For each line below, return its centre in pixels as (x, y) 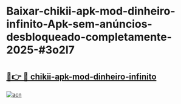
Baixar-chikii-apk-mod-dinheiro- (91, 11)
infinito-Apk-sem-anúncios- (80, 24)
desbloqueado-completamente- (89, 37)
